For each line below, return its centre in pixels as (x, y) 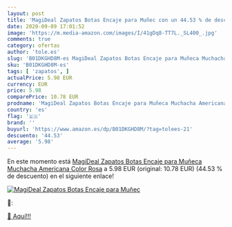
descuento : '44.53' (35, 135)
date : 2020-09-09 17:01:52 (46, 26)
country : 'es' (28, 110)
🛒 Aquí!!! (19, 216)
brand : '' (21, 122)
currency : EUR (28, 84)
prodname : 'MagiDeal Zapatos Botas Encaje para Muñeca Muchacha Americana (117, 103)
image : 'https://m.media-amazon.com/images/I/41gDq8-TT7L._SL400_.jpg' (112, 33)
